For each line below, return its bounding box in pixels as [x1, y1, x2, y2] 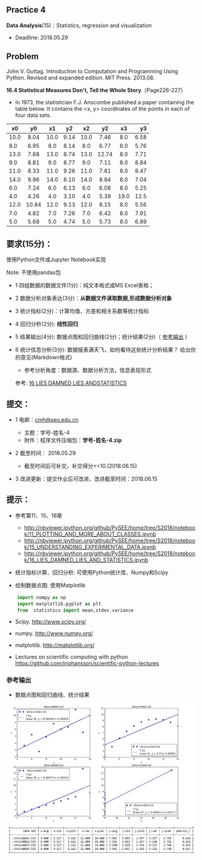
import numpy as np [17, 594, 67, 601]
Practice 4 [6, 5, 46, 15]
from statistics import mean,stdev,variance [17, 607, 134, 613]
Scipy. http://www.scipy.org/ [15, 618, 86, 625]
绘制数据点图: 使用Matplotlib [15, 581, 86, 588]
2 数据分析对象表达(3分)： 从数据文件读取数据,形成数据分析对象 [15, 295, 172, 302]
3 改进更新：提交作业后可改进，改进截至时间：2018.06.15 [15, 475, 158, 482]
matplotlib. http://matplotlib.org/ [15, 642, 95, 649]
